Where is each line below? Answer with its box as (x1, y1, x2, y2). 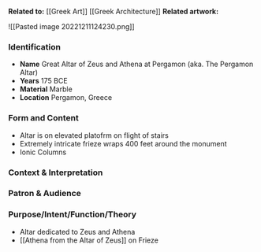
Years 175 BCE (19, 76, 69, 86)
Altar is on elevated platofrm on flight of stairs (19, 130, 170, 140)
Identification (8, 41, 62, 52)
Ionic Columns (19, 147, 67, 157)
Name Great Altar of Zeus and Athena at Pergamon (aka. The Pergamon (19, 59, 254, 69)
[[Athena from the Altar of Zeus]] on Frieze (19, 235, 159, 245)
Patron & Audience (8, 188, 81, 199)
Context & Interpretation (8, 167, 103, 178)
